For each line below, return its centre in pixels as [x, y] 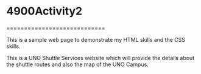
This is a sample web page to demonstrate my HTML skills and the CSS [96, 39]
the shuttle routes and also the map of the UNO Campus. [78, 64]
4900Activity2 [44, 11]
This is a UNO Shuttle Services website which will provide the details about [100, 58]
